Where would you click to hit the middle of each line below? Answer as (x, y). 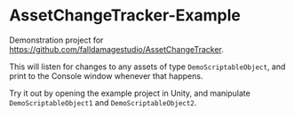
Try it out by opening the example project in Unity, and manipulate (130, 93)
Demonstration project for (56, 40)
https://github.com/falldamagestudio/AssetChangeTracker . (116, 49)
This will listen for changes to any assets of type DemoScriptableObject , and (147, 66)
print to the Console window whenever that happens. (106, 75)
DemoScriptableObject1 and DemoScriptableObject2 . (103, 102)
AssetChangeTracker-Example (125, 16)
